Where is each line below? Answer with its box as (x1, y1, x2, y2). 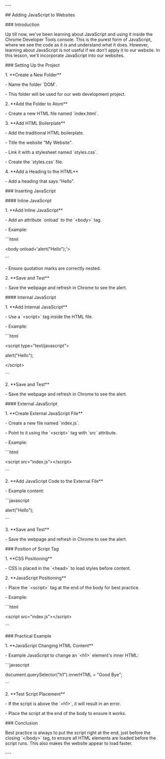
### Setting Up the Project (5, 62, 60, 68)
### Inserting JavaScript (5, 188, 56, 194)
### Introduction (5, 21, 40, 27)
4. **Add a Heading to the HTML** (5, 169, 79, 174)
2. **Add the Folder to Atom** (5, 101, 68, 107)
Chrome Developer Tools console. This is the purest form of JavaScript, (5, 36, 152, 42)
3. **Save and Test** (5, 527, 50, 532)
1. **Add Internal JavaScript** (5, 304, 68, 310)
